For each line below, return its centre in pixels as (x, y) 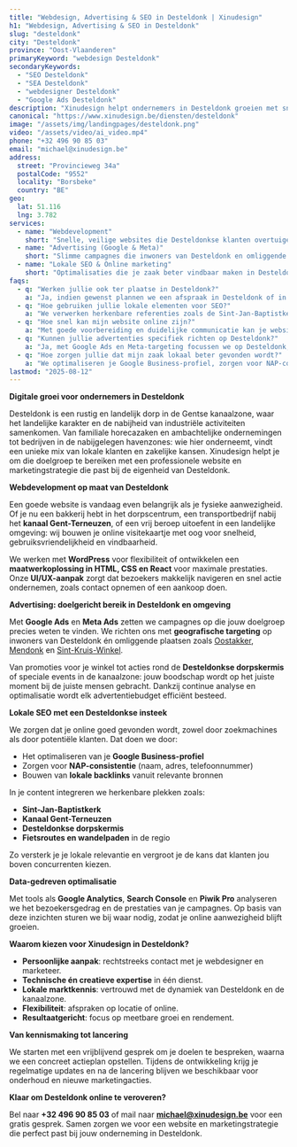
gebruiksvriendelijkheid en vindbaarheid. (84, 542)
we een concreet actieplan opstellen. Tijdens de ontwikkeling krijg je (134, 1062)
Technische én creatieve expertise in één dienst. (112, 980)
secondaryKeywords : (45, 67)
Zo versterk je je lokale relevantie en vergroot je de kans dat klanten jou (139, 855)
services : (27, 223)
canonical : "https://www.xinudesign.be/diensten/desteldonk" (124, 116)
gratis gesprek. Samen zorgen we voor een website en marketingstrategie (144, 1124)
